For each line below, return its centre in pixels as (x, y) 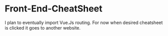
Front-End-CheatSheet (54, 9)
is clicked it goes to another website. (43, 27)
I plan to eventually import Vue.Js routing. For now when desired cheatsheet (84, 22)
